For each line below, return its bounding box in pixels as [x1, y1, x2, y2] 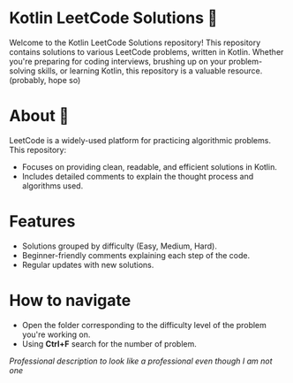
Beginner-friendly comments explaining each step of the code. [21, 249, 251, 260]
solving [9, 65, 36, 76]
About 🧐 [9, 106, 70, 126]
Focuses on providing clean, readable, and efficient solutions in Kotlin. [21, 161, 278, 172]
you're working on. [21, 329, 91, 340]
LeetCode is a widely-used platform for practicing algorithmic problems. [9, 134, 272, 145]
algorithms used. [21, 180, 84, 191]
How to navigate [9, 291, 131, 310]
